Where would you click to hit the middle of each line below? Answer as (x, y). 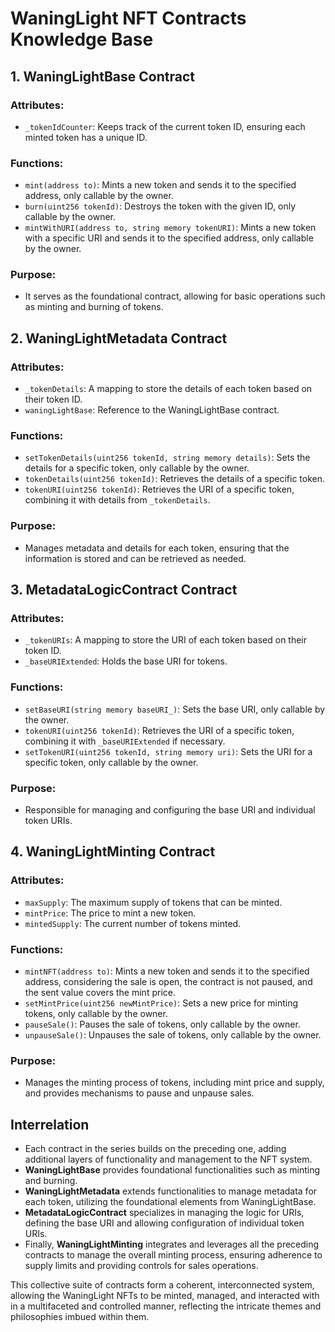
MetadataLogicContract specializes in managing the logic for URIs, (164, 1213)
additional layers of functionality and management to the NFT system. (168, 1159)
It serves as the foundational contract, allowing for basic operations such (175, 296)
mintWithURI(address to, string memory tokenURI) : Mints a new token (170, 228)
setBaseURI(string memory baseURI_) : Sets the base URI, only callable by (175, 709)
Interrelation (50, 1124)
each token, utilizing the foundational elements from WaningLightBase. (170, 1202)
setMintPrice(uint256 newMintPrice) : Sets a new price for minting (161, 1003)
